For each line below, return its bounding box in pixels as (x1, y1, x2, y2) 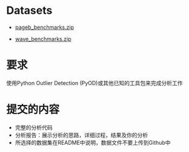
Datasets (6, 4, 53, 17)
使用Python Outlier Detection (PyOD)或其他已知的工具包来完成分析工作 (6, 79, 183, 86)
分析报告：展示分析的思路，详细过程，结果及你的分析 (15, 131, 148, 139)
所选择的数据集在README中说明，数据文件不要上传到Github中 (15, 139, 171, 146)
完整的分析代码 (15, 124, 53, 131)
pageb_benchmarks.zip (15, 24, 75, 31)
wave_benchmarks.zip (15, 35, 71, 42)
